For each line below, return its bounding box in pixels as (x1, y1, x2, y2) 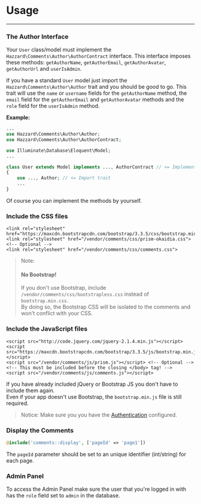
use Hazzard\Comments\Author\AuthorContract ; (6, 136, 121, 143)
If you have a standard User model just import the (6, 77, 127, 84)
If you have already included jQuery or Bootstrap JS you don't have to (6, 380, 178, 388)
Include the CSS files (6, 212, 68, 220)
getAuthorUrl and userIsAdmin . (6, 65, 82, 73)
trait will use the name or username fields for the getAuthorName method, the (6, 89, 187, 97)
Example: (6, 114, 31, 121)
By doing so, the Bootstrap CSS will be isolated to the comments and (20, 304, 191, 311)
